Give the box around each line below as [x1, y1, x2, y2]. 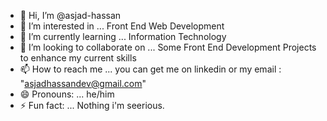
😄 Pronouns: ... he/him [19, 88, 115, 100]
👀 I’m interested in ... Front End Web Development [19, 20, 225, 32]
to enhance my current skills [19, 52, 137, 64]
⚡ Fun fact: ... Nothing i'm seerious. [19, 100, 165, 111]
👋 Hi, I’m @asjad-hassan [19, 10, 122, 21]
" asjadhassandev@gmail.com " [19, 78, 147, 89]
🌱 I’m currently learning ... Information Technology [19, 31, 227, 42]
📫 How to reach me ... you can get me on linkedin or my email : [19, 63, 282, 75]
